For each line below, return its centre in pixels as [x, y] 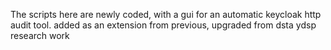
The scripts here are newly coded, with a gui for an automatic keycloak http [166, 14]
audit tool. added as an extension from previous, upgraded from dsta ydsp [163, 25]
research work [40, 35]
